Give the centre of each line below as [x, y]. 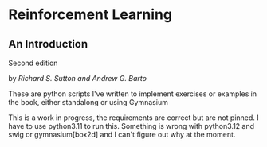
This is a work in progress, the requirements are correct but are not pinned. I [133, 118]
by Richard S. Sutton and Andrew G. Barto [78, 78]
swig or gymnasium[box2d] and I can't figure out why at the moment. [122, 134]
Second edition [33, 63]
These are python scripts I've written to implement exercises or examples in [133, 94]
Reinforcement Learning [90, 15]
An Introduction [48, 44]
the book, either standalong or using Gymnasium [88, 102]
